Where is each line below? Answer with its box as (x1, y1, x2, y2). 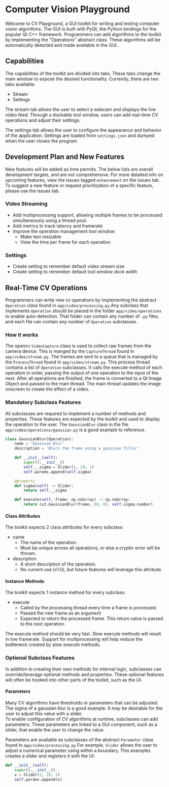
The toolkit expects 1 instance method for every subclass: (5, 589, 126, 596)
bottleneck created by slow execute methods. (5, 641, 101, 648)
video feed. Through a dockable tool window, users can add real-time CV (5, 111, 158, 118)
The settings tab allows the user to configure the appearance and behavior (5, 127, 162, 133)
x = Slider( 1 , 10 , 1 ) (14, 772, 60, 777)
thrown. (20, 550, 37, 556)
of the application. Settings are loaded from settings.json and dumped (5, 132, 155, 138)
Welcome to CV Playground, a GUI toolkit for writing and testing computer (5, 20, 160, 26)
